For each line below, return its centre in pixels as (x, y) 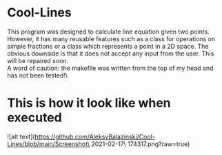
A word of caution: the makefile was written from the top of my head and (110, 68)
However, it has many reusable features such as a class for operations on (111, 38)
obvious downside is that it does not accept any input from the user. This (111, 53)
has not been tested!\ (37, 75)
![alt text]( (21, 136)
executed (34, 118)
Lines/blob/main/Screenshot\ (49, 144)
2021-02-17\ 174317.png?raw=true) (141, 144)
